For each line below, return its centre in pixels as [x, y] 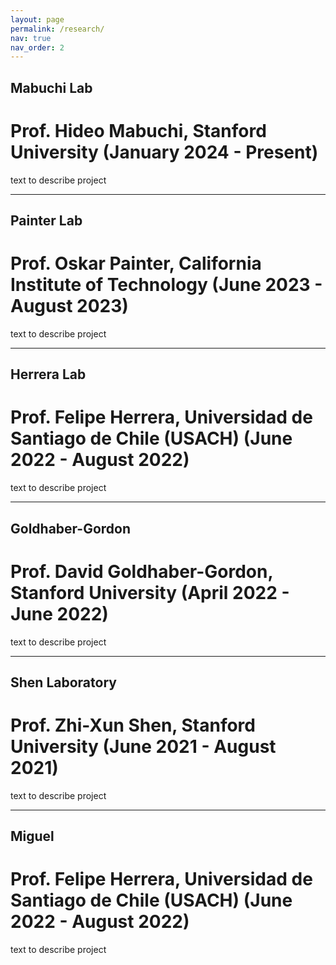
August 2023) [69, 306]
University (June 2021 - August [143, 747]
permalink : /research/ [57, 29]
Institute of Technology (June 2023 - [166, 285]
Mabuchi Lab [51, 87]
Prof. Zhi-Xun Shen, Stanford [133, 725]
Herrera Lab [48, 374]
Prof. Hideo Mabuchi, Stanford [138, 130]
